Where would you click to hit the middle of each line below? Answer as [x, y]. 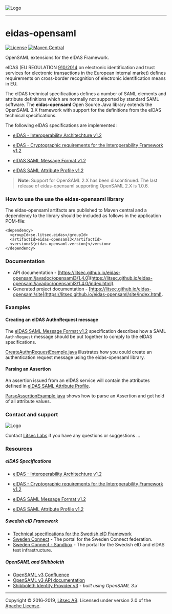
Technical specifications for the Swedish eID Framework [72, 534]
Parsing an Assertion [28, 369]
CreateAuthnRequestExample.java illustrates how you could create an [79, 352]
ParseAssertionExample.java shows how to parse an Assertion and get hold [85, 396]
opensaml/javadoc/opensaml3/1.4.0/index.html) [63, 283]
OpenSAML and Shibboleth [35, 562]
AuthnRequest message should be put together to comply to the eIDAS [79, 336]
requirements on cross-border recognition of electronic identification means [86, 78]
